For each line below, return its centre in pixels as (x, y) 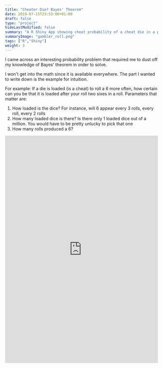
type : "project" (21, 23)
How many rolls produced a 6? (43, 128)
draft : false (18, 18)
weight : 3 (15, 46)
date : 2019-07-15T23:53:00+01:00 (39, 14)
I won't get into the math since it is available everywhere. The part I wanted (80, 74)
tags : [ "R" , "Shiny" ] (26, 41)
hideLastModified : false (30, 28)
